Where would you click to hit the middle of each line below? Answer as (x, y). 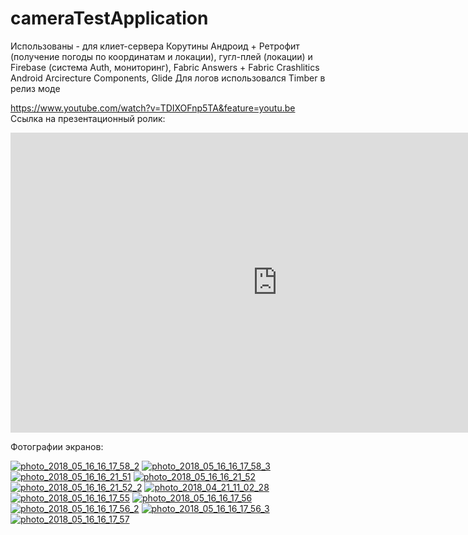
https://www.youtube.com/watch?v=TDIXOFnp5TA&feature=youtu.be (153, 108)
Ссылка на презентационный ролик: (88, 118)
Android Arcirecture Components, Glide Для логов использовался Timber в (168, 78)
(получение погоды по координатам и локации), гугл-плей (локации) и (161, 56)
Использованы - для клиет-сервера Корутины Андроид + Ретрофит (155, 46)
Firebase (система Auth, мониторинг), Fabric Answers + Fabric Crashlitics (165, 67)
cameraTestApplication (109, 18)
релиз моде (35, 88)
